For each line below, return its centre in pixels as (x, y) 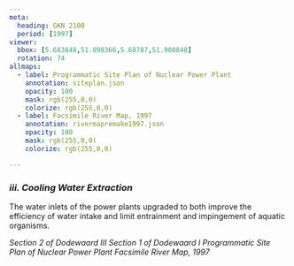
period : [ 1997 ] (45, 34)
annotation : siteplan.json (75, 83)
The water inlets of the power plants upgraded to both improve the (131, 206)
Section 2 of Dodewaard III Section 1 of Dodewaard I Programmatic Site (140, 242)
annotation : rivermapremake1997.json (95, 125)
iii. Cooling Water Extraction (71, 187)
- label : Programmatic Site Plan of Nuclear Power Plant (124, 75)
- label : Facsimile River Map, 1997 (85, 116)
